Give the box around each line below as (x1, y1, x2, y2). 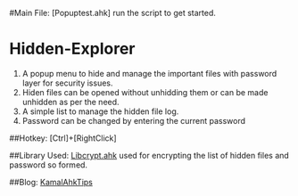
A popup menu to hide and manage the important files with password (21, 68, 277, 78)
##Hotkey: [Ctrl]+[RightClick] (9, 133, 118, 143)
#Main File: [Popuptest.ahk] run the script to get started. (9, 8, 217, 18)
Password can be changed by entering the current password (21, 115, 246, 126)
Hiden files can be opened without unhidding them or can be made (21, 86, 269, 97)
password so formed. (9, 159, 87, 170)
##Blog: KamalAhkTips (9, 176, 94, 187)
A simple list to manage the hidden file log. (21, 106, 179, 117)
